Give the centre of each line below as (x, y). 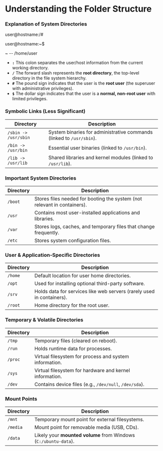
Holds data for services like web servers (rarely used (95, 292)
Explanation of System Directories (46, 24)
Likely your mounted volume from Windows (84, 435)
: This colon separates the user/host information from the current (77, 63)
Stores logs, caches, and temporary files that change (95, 227)
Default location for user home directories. (82, 276)
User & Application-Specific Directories (53, 255)
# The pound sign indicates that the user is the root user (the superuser (83, 83)
